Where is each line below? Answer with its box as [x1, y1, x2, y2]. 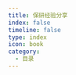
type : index [8, 33, 47, 41]
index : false [8, 19, 51, 27]
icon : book [8, 41, 44, 48]
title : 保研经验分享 [8, 11, 68, 20]
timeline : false [8, 26, 61, 34]
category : [8, 48, 41, 55]
